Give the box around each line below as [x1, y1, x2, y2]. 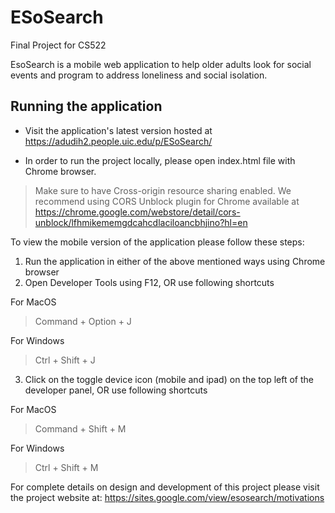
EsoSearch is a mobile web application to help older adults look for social [10, 58, 312, 70]
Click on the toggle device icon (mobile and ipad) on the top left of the [24, 373, 314, 385]
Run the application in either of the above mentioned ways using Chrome [24, 255, 326, 267]
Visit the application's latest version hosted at [24, 124, 213, 136]
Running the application [10, 98, 163, 115]
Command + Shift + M [34, 422, 127, 435]
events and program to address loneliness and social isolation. [10, 69, 268, 81]
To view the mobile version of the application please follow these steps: [10, 236, 305, 248]
